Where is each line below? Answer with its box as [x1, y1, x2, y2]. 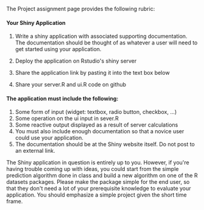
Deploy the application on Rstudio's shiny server [15, 57, 137, 65]
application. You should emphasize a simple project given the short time [6, 191, 187, 198]
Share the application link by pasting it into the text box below [15, 69, 170, 77]
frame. [6, 198, 23, 205]
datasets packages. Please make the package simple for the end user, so [6, 178, 190, 186]
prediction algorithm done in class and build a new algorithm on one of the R [6, 172, 198, 179]
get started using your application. [15, 46, 102, 53]
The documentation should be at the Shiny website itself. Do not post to [15, 141, 195, 148]
